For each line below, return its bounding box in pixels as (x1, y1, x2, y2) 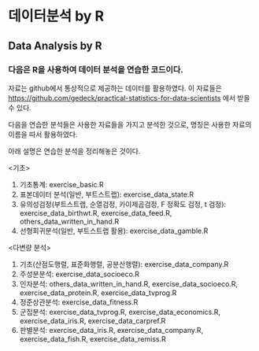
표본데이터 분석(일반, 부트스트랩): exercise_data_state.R (19, 190, 194, 199)
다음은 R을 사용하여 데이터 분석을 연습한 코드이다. (8, 64, 183, 75)
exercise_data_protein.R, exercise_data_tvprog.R (19, 288, 177, 297)
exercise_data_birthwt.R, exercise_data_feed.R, (19, 208, 172, 217)
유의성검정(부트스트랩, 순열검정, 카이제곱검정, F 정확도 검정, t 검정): (19, 199, 227, 209)
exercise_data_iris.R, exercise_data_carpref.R (19, 316, 166, 325)
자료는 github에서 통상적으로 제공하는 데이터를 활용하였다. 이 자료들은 (8, 83, 222, 93)
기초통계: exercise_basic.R (19, 179, 104, 189)
